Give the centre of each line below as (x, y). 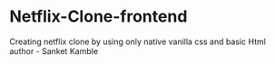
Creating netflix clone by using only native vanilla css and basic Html (137, 41)
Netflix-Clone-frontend (98, 17)
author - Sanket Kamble (54, 50)
